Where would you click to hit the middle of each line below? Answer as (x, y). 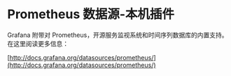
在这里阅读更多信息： (38, 43)
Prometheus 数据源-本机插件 (91, 14)
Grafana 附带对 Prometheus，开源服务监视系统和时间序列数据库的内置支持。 (118, 35)
